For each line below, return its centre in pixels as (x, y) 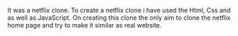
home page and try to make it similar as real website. (85, 25)
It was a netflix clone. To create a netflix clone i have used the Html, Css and (119, 10)
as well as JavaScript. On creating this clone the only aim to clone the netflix (119, 18)
